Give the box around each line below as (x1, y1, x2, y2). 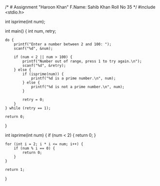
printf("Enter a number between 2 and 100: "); (14, 42, 112, 47)
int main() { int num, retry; (5, 28, 57, 34)
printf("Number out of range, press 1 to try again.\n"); (22, 59, 142, 64)
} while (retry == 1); (5, 106, 51, 111)
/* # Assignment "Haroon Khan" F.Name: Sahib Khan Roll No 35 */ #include (5, 4, 156, 10)
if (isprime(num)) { (22, 72, 64, 76)
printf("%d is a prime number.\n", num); (31, 76, 116, 81)
